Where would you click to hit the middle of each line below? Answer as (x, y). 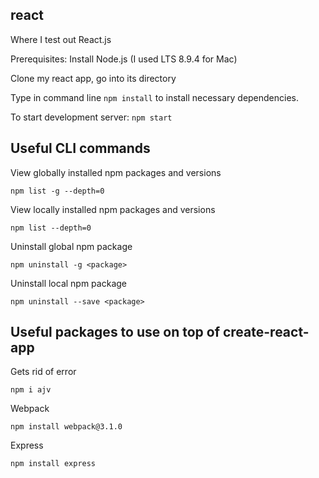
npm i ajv (31, 390)
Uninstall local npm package (68, 283)
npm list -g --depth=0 (57, 191)
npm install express (53, 464)
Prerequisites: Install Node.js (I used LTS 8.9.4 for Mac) (124, 59)
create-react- (266, 332)
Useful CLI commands (80, 148)
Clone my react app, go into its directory (93, 78)
